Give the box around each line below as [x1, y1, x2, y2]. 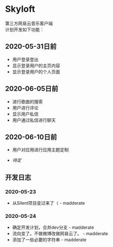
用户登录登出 [12, 56, 38, 62]
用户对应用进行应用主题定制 [12, 147, 69, 153]
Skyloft [5, 3, 36, 15]
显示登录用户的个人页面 [12, 69, 60, 74]
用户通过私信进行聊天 [12, 117, 56, 123]
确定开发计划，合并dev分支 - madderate [12, 224, 94, 230]
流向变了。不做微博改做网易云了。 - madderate [12, 231, 109, 237]
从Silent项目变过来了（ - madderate [12, 200, 85, 206]
